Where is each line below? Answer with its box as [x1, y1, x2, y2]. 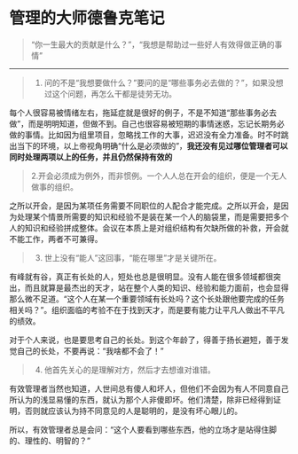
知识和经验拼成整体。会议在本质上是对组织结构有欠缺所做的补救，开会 [24, 223, 281, 233]
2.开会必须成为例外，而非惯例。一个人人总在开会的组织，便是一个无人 [30, 170, 287, 181]
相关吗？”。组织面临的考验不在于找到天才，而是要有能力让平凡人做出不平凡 [9, 304, 286, 315]
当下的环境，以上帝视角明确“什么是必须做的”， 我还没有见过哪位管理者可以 [16, 140, 288, 151]
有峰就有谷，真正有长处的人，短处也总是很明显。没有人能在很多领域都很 [9, 271, 273, 282]
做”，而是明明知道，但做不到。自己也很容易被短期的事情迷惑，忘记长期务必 [9, 118, 286, 129]
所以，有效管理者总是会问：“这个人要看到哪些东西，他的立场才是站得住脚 [9, 424, 278, 434]
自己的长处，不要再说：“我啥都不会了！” [16, 345, 164, 356]
